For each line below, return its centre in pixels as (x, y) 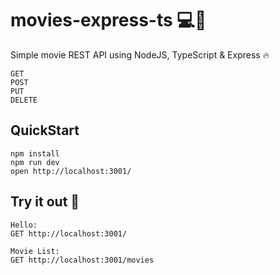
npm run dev (35, 162)
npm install (35, 153)
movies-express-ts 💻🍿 (108, 20)
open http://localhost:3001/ (71, 171)
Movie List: (35, 251)
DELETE (24, 100)
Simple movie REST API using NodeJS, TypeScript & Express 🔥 (140, 54)
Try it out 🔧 (45, 202)
